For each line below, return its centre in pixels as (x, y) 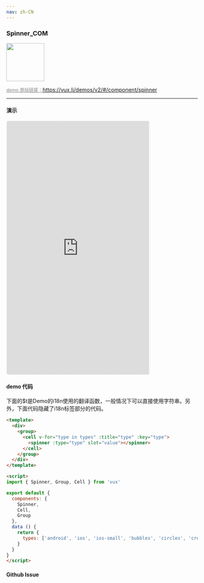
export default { (28, 493)
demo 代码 (20, 386)
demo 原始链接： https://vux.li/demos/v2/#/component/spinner (82, 89)
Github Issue (23, 574)
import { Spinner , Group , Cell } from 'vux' (63, 482)
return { (28, 533)
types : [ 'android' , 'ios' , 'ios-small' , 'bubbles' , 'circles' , (104, 538)
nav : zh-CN (20, 12)
